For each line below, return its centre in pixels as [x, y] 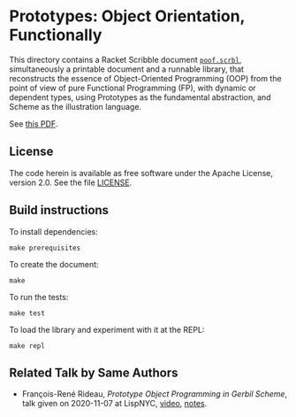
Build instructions [59, 210]
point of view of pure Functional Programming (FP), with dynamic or [133, 88]
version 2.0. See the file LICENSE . [71, 182]
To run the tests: [39, 297]
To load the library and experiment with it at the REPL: [107, 329]
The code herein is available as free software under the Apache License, [141, 173]
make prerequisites [45, 248]
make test [27, 313]
